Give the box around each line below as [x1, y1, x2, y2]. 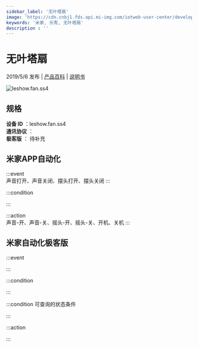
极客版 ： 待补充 [6, 135, 45, 142]
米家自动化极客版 [6, 238, 68, 248]
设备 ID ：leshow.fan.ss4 [6, 121, 67, 127]
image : [6, 14, 22, 20]
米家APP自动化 [6, 154, 61, 164]
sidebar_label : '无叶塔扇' [6, 8, 69, 15]
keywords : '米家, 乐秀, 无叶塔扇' [6, 20, 84, 25]
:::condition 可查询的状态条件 [6, 300, 77, 307]
